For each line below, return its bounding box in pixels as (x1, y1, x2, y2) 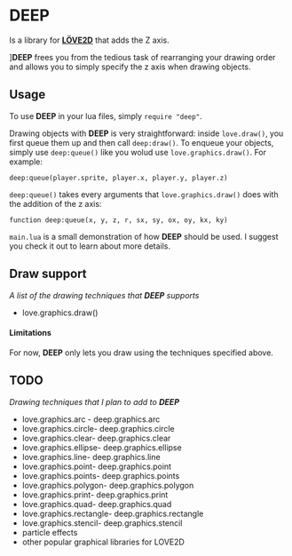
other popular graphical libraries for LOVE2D (21, 536, 185, 547)
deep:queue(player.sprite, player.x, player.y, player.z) (9, 173, 228, 182)
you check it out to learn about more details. (9, 241, 171, 251)
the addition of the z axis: (9, 198, 102, 209)
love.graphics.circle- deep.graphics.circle (21, 423, 175, 433)
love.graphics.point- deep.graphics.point (21, 461, 171, 472)
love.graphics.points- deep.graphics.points (21, 470, 180, 481)
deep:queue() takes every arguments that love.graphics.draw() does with (9, 188, 279, 200)
